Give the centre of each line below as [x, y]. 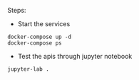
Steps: [17, 10]
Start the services [44, 24]
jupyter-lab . [29, 69]
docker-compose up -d [40, 37]
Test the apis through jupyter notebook [75, 56]
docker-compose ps [35, 43]
